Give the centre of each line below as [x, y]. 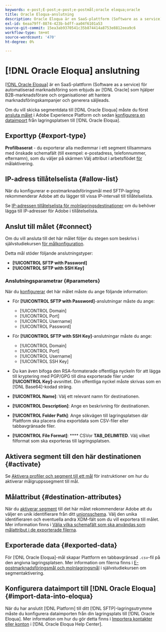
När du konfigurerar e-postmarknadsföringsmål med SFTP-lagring [72, 191]
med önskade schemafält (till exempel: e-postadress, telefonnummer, [76, 153]
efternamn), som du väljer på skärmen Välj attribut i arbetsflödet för [74, 158]
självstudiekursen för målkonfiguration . [45, 244]
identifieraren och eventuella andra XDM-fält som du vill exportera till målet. [82, 519]
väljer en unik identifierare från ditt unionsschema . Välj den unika [71, 514]
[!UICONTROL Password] [45, 326]
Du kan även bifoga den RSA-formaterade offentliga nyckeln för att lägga [86, 371]
